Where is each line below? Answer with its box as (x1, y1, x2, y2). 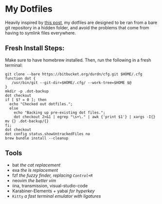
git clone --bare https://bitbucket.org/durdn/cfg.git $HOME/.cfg (5, 72, 143, 77)
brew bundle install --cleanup (5, 136, 69, 141)
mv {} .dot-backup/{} (5, 119, 49, 123)
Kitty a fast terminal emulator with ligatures (12, 193, 101, 199)
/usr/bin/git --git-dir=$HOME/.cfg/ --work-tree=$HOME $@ (11, 80, 132, 85)
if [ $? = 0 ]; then (5, 97, 47, 102)
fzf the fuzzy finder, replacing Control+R (12, 172, 93, 178)
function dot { (5, 76, 36, 81)
